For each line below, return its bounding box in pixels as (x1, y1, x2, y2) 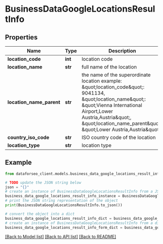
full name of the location (81, 64, 137, 70)
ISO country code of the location (81, 134, 156, 140)
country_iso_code (7, 134, 49, 140)
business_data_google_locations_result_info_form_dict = (5, 225, 123, 230)
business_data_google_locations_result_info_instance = (5, 193, 120, 199)
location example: (81, 78, 122, 84)
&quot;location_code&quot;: (81, 84, 145, 90)
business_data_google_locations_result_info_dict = (5, 216, 112, 221)
